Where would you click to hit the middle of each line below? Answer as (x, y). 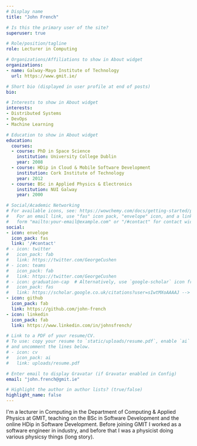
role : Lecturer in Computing (42, 49)
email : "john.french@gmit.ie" (43, 379)
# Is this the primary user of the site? (57, 28)
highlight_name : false (34, 395)
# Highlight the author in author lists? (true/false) (74, 390)
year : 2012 (30, 178)
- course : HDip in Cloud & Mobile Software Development (81, 168)
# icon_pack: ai (28, 358)
